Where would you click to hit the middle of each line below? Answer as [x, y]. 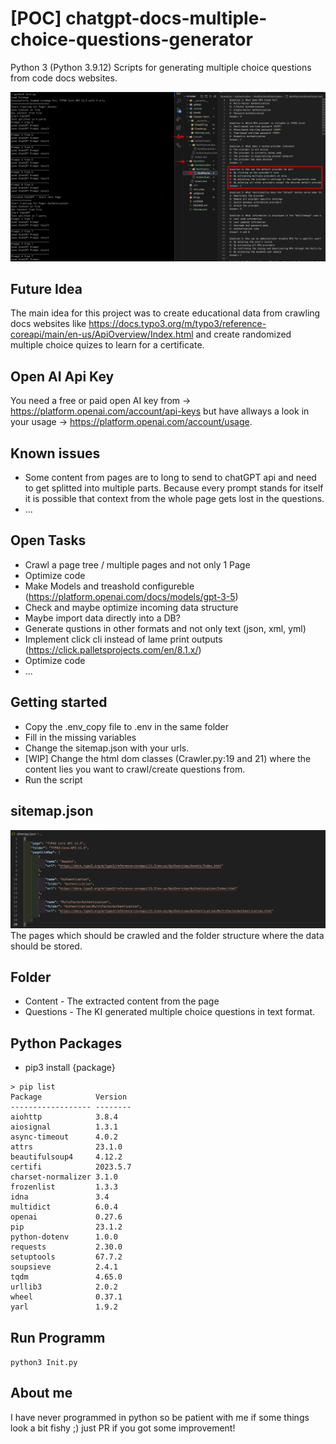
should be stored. [46, 946]
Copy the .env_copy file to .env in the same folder [127, 726]
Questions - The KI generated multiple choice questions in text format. [170, 1012]
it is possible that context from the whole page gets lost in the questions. [174, 499]
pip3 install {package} [70, 1068]
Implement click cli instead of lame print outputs [123, 639]
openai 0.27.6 [66, 1217]
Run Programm [58, 1337]
